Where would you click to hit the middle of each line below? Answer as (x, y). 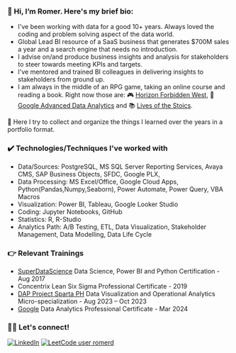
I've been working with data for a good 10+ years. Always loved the (116, 27)
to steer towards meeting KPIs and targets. (80, 65)
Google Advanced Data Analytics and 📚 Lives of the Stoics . (105, 106)
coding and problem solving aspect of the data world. (96, 34)
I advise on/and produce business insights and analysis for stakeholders (123, 57)
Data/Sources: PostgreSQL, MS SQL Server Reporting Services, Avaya (120, 167)
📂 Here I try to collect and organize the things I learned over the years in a (115, 122)
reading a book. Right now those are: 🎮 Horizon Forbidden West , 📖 (116, 95)
